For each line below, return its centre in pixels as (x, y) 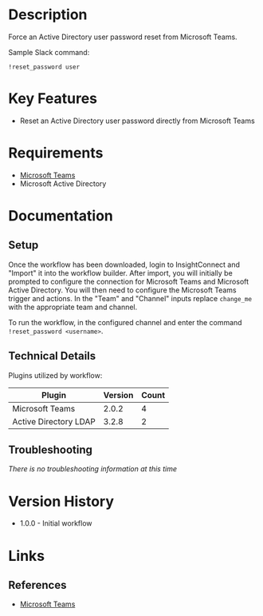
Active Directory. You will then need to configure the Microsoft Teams (122, 290)
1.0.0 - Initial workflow (56, 523)
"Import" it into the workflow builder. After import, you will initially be (120, 272)
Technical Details (52, 356)
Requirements (56, 153)
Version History (61, 501)
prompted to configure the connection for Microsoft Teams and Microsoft (129, 281)
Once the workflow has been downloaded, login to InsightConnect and (124, 264)
